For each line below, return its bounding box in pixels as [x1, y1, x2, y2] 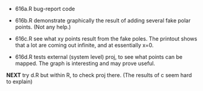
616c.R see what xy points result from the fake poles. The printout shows [15, 35, 198, 42]
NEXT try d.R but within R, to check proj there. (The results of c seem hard [6, 72, 192, 78]
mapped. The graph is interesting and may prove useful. [15, 60, 156, 67]
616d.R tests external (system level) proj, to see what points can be [15, 53, 183, 60]
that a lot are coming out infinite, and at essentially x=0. [15, 42, 154, 49]
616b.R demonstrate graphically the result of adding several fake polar [15, 17, 191, 24]
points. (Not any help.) [15, 24, 72, 30]
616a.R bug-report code [15, 5, 75, 12]
